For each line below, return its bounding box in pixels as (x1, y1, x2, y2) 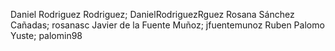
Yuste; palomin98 (10, 30, 83, 41)
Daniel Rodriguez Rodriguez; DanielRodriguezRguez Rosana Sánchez (10, 9, 295, 20)
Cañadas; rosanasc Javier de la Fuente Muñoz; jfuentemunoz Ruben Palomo (10, 19, 325, 31)
